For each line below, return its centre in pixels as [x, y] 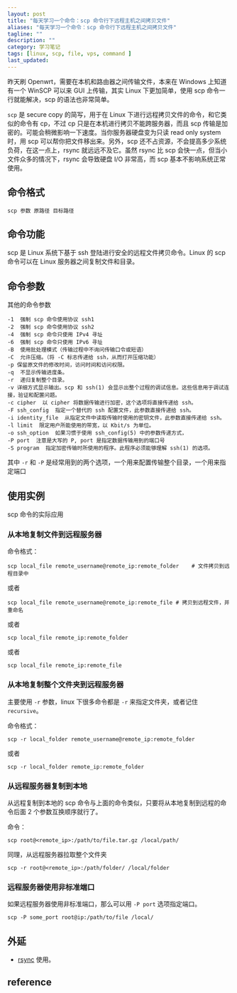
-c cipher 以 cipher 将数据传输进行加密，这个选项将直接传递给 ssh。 [102, 403]
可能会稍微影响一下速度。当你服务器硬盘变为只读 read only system [123, 132]
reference [29, 983]
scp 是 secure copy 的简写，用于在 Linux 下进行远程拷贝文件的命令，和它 [114, 114]
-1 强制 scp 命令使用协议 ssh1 [51, 320]
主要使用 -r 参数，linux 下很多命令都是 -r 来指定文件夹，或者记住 [103, 702]
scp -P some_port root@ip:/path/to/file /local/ [81, 917]
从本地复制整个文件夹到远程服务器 [66, 685]
